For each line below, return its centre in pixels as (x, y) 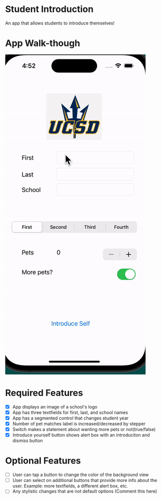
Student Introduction (49, 9)
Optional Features (43, 461)
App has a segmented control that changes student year (70, 418)
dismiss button (28, 440)
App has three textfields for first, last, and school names (70, 412)
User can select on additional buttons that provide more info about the (85, 480)
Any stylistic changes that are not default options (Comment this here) (85, 491)
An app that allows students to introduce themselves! (60, 23)
